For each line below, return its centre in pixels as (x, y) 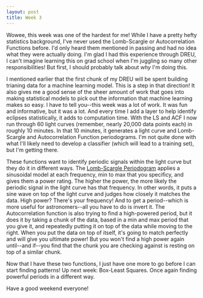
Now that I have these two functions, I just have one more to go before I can (101, 263)
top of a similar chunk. (34, 252)
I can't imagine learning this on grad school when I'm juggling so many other (102, 61)
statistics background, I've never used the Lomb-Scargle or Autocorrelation (101, 41)
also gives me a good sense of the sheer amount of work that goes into (95, 92)
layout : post (23, 12)
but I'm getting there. (32, 150)
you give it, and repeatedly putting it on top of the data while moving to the (99, 226)
